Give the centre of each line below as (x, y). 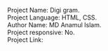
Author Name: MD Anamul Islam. (54, 25)
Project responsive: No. (41, 32)
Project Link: (25, 40)
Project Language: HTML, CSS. (52, 17)
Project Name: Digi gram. (43, 10)
